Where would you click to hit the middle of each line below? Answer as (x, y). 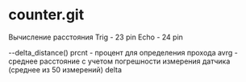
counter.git (46, 15)
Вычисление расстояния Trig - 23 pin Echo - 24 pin (96, 37)
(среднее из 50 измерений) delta (65, 69)
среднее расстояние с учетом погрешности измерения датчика (119, 61)
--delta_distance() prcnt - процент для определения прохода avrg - (123, 52)
